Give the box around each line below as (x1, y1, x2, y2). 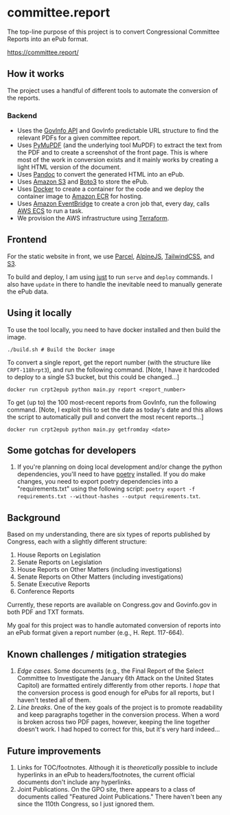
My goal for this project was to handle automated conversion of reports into (7, 621, 221, 629)
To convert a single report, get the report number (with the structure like (7, 358, 211, 366)
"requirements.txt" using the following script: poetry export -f (16, 484, 196, 493)
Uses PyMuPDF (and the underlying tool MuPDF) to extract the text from (16, 141, 222, 149)
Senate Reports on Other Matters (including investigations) (16, 572, 183, 581)
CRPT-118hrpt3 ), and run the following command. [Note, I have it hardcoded (7, 366, 220, 374)
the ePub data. (7, 287, 49, 295)
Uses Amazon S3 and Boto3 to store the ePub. (16, 177, 149, 186)
